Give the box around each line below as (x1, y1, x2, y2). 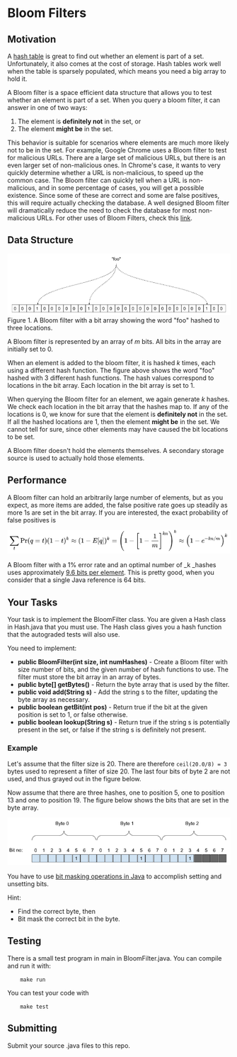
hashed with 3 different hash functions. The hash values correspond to (7, 374, 214, 382)
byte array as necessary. (17, 695, 90, 704)
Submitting (7, 1022, 58, 1034)
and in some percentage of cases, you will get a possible (38, 184, 204, 192)
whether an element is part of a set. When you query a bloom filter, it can (7, 96, 221, 104)
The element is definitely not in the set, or (17, 117, 141, 125)
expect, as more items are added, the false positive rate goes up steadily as (7, 500, 228, 509)
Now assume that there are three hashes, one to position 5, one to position (7, 788, 225, 797)
